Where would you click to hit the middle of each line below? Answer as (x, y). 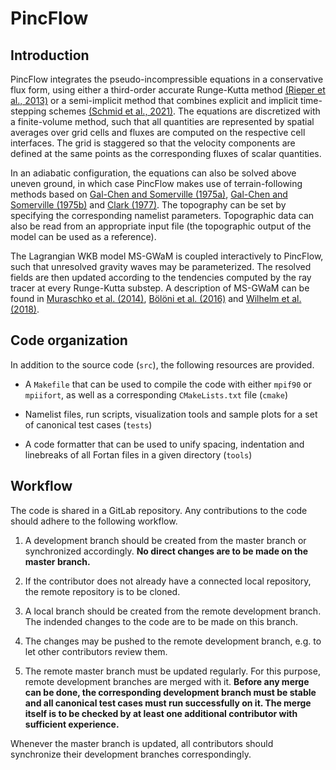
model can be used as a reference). (83, 236)
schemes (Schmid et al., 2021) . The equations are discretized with (184, 111)
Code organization (69, 340)
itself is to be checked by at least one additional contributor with (161, 713)
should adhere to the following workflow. (94, 521)
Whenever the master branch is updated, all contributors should (142, 743)
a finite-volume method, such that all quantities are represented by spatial (162, 121)
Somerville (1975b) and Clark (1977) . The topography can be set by (148, 205)
